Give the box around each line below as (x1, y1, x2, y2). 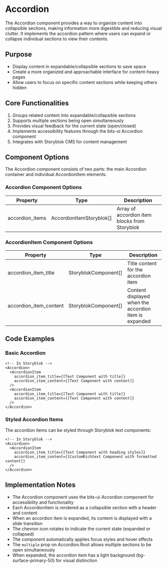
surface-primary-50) (12, 557, 55, 563)
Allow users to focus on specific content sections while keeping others (12, 79, 158, 85)
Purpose (5, 50, 32, 59)
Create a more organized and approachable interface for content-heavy (12, 69, 160, 75)
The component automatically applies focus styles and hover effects (12, 536, 153, 542)
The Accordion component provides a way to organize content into (5, 20, 143, 26)
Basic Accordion (5, 350, 46, 357)
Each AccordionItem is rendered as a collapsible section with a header (12, 504, 157, 510)
